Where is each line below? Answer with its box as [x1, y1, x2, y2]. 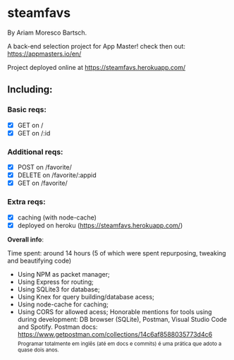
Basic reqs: [7, 104, 47, 114]
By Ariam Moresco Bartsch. [7, 28, 87, 37]
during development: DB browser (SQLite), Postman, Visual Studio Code [17, 315, 228, 323]
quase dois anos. [17, 347, 59, 354]
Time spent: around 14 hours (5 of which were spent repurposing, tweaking [7, 248, 227, 257]
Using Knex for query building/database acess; [17, 292, 155, 301]
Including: [7, 83, 53, 96]
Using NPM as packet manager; [17, 270, 111, 278]
